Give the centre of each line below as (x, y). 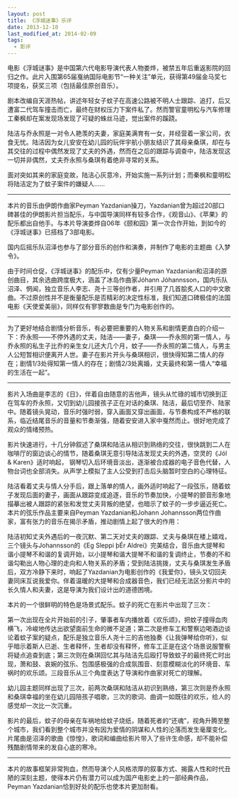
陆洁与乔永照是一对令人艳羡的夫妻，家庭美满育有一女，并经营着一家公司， (116, 133)
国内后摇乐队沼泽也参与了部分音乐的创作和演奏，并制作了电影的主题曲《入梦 (119, 247)
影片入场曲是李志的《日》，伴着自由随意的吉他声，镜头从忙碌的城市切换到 (114, 394)
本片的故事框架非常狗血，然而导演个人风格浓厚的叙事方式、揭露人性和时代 (116, 769)
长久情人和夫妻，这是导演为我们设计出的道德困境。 (82, 589)
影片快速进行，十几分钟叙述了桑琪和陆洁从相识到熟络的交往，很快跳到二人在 (119, 444)
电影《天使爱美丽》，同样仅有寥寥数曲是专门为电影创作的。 (93, 306)
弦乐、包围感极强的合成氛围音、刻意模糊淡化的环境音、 (143, 664)
